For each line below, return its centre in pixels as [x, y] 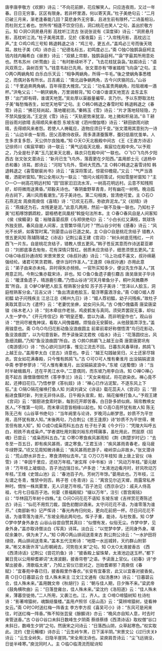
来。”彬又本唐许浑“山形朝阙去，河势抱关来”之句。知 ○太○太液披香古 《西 [77, 547]
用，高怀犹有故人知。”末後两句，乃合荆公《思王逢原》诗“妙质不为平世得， [78, 419]
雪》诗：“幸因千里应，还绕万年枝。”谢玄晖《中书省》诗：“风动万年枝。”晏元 [79, 462]
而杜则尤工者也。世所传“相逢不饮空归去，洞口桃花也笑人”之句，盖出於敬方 [79, 25]
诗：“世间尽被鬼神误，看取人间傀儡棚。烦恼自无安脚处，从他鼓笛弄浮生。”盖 [80, 322]
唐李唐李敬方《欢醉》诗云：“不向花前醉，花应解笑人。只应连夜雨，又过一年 [80, 7]
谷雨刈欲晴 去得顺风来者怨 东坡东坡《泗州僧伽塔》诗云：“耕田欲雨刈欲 [79, 122]
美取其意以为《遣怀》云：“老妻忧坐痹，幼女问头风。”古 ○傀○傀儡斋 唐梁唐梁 [81, 304]
